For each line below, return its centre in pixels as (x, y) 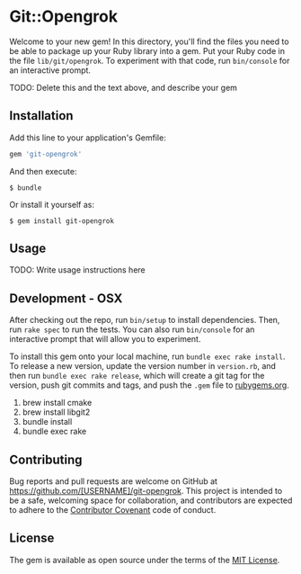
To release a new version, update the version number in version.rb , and (143, 366)
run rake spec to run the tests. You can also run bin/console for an (132, 329)
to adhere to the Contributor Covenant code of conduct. (113, 510)
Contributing (46, 459)
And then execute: (43, 171)
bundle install (47, 422)
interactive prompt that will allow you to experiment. (105, 339)
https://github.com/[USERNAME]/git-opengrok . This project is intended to (146, 491)
